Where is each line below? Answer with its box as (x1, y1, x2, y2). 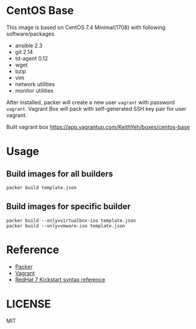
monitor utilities (14, 87, 54, 94)
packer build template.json (6, 184, 77, 191)
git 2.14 (14, 48, 33, 55)
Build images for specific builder (6, 201, 131, 212)
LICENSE (6, 297, 51, 311)
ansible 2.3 (14, 42, 43, 49)
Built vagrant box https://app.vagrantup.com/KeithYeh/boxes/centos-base (6, 123, 190, 130)
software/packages (6, 30, 55, 37)
